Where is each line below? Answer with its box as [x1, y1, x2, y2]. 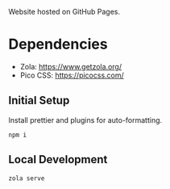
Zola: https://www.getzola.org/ [19, 61, 122, 71]
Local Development [8, 153, 108, 166]
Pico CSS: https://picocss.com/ [19, 70, 125, 80]
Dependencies [8, 36, 108, 53]
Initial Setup [8, 94, 70, 107]
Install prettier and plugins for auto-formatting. [8, 115, 163, 124]
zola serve [8, 174, 45, 183]
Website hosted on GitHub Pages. [8, 7, 121, 16]
